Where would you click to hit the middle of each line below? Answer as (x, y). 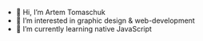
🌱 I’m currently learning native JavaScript (84, 29)
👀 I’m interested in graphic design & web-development (105, 20)
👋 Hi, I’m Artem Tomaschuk (61, 12)
